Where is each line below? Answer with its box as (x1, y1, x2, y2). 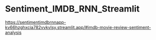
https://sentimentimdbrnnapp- (5, 19, 66, 25)
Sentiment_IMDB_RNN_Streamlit (5, 3, 140, 14)
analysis (5, 29, 22, 35)
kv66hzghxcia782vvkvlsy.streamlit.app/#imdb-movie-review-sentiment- (5, 24, 152, 30)
